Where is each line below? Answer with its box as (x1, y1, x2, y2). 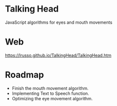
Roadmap (5, 69, 44, 80)
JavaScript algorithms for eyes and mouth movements (5, 19, 113, 25)
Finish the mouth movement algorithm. (12, 85, 89, 91)
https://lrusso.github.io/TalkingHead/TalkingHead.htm (5, 52, 112, 58)
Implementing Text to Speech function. (12, 91, 89, 96)
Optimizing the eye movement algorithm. (12, 95, 93, 101)
